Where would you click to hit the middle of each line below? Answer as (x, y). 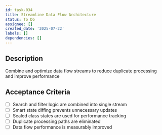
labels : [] (17, 33)
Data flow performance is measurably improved (62, 127)
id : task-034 (19, 10)
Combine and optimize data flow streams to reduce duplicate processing (81, 71)
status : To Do (20, 19)
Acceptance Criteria (38, 92)
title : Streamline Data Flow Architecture (51, 15)
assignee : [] (19, 24)
